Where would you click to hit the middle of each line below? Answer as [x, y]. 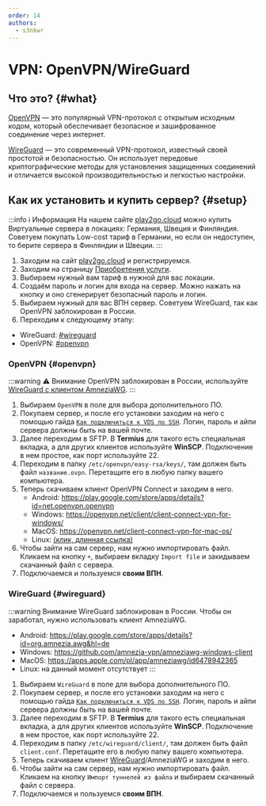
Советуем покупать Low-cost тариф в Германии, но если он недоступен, [132, 237]
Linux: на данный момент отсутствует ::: [87, 668]
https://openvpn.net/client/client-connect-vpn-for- [149, 514]
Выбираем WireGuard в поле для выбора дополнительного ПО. [125, 684]
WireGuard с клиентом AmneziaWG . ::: [72, 390]
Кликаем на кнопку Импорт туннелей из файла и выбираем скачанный [137, 777]
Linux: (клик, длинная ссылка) [82, 540]
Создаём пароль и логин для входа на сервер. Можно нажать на [130, 286]
